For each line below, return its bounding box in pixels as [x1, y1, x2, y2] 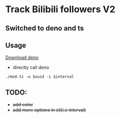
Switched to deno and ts [5, 24, 84, 33]
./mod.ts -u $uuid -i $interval [5, 74, 74, 79]
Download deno [5, 54, 39, 61]
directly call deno [12, 65, 50, 71]
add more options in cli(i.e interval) [12, 107, 86, 113]
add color [12, 102, 33, 108]
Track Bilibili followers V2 [5, 4, 116, 15]
